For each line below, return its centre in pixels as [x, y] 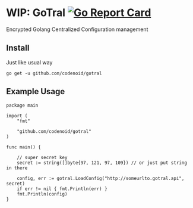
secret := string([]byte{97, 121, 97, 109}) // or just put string [102, 163]
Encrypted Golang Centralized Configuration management [77, 29]
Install [18, 48]
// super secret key [42, 157]
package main [22, 105]
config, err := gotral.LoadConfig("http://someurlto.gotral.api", [101, 178]
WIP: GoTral [36, 13]
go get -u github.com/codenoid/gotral [54, 73]
